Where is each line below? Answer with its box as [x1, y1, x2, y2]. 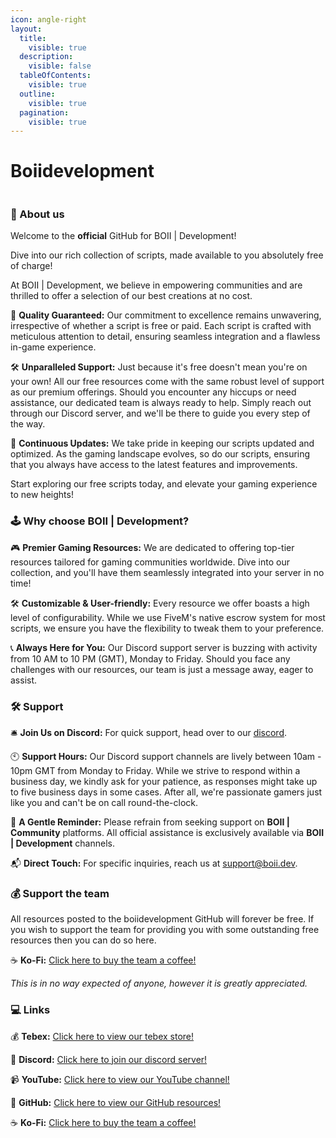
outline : [19, 89, 56, 99]
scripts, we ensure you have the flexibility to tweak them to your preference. [10, 622, 325, 634]
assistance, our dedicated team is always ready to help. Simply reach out [10, 397, 312, 409]
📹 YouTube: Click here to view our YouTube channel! [10, 1073, 230, 1085]
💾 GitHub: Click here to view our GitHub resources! [10, 1096, 222, 1108]
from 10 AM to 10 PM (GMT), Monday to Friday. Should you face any [10, 652, 291, 665]
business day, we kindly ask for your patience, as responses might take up [10, 776, 318, 788]
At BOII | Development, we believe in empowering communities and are [10, 279, 303, 291]
